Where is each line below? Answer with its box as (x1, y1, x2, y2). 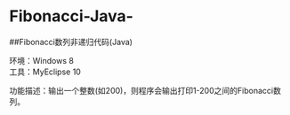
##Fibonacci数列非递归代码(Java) (9, 36, 133, 47)
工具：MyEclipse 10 (9, 66, 82, 77)
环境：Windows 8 (9, 55, 74, 65)
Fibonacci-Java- (9, 6, 133, 27)
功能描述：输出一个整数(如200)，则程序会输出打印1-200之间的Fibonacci (9, 85, 274, 96)
